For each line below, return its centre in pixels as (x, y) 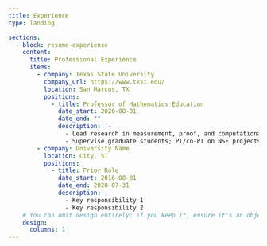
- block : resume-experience (62, 45)
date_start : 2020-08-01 (97, 111)
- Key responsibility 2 (104, 208)
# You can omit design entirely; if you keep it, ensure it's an (133, 215)
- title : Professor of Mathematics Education (127, 104)
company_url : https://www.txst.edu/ (104, 82)
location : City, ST (76, 156)
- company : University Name (83, 148)
